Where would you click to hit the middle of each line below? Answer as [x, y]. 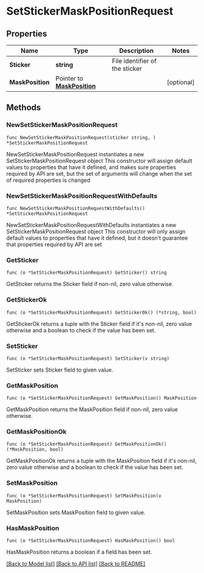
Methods [24, 108]
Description [136, 51]
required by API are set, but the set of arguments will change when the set [99, 173]
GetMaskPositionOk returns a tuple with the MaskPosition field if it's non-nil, [102, 461]
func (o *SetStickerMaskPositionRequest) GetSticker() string [87, 273]
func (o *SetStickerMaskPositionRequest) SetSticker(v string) [88, 358]
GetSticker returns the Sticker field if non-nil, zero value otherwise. [90, 284]
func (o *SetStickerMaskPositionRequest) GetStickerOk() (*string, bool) [102, 312]
